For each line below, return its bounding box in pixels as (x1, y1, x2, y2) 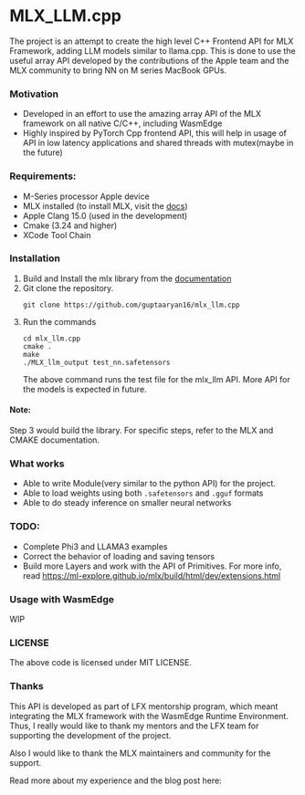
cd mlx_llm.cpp (22, 334, 81, 343)
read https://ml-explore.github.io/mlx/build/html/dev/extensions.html (22, 570, 281, 581)
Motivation (9, 88, 59, 100)
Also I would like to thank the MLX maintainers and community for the (9, 748, 271, 758)
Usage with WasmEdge (9, 592, 114, 605)
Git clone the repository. (22, 282, 114, 293)
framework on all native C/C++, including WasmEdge (22, 118, 223, 129)
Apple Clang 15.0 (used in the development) (22, 210, 188, 221)
